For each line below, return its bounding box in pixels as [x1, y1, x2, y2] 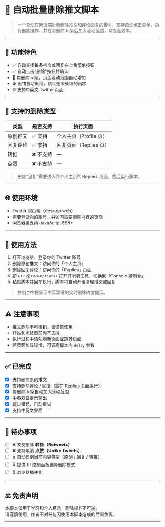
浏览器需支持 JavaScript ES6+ [12, 220, 74, 226]
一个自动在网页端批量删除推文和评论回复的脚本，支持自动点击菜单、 [17, 22, 155, 28]
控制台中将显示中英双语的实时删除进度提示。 [17, 289, 108, 295]
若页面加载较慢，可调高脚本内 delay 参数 [12, 342, 95, 348]
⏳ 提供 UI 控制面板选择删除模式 [12, 462, 75, 468]
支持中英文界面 [12, 407, 43, 413]
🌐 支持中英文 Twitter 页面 [12, 86, 64, 92]
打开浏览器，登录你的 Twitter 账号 [12, 254, 81, 260]
